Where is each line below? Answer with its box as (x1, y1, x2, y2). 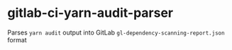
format (7, 35, 27, 44)
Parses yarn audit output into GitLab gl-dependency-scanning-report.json (7, 28, 225, 37)
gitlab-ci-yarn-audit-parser (7, 5, 174, 21)
